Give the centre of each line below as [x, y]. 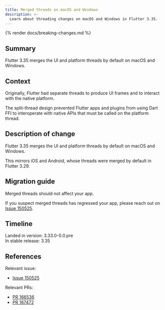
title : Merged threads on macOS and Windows [52, 10]
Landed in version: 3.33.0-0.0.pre [39, 236]
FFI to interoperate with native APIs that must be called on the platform [77, 113]
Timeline [19, 224]
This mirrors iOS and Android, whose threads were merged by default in [78, 161]
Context [18, 81]
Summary [21, 48]
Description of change [40, 134]
